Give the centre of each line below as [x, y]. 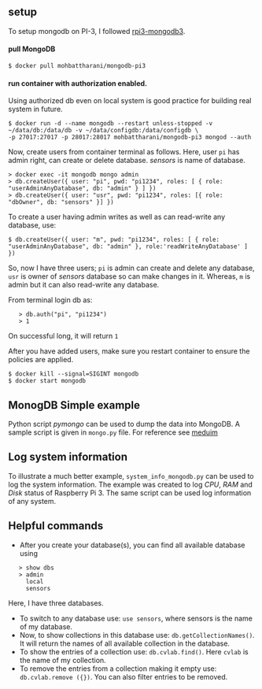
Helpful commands [56, 526]
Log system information [68, 457]
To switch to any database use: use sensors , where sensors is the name [136, 618]
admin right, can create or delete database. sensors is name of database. [127, 161]
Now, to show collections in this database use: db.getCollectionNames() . [137, 635]
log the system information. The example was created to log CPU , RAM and [131, 484]
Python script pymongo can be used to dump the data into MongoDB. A [124, 424]
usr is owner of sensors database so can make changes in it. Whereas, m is [129, 276]
